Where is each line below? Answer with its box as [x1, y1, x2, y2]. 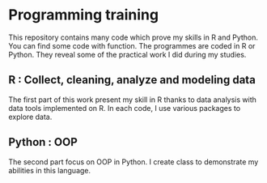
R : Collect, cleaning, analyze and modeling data [8, 73, 256, 87]
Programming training [8, 6, 159, 24]
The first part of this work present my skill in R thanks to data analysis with [8, 95, 257, 104]
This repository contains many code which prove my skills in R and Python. [8, 32, 259, 42]
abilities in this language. [8, 165, 91, 175]
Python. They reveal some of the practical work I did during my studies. [8, 49, 247, 59]
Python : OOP [8, 135, 78, 149]
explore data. [8, 112, 53, 121]
